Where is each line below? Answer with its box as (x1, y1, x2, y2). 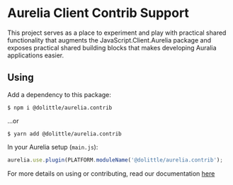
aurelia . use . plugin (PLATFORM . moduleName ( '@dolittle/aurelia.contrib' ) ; (7, 156, 223, 164)
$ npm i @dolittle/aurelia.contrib (7, 104, 113, 111)
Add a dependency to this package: (7, 90, 112, 99)
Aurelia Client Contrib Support (7, 5, 190, 21)
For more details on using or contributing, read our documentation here (7, 169, 215, 178)
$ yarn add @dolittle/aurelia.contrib (7, 130, 122, 138)
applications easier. (7, 51, 64, 60)
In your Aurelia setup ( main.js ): (7, 142, 98, 151)
